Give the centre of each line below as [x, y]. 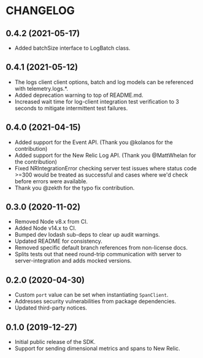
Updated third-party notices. [51, 308]
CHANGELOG [40, 11]
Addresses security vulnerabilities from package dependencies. [95, 302]
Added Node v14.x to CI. [45, 228]
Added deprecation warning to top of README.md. [79, 95]
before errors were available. [51, 181]
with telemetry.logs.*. [41, 88]
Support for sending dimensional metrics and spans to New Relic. [97, 348]
